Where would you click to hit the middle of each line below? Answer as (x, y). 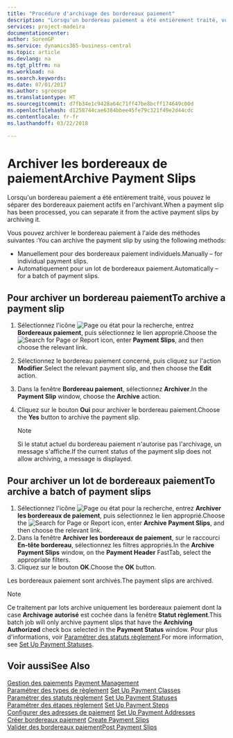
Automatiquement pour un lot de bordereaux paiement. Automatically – (118, 268)
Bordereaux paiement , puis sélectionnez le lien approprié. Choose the (117, 333)
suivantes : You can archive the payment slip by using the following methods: (116, 241)
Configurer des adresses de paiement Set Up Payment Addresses (101, 712)
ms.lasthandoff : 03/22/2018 (48, 123)
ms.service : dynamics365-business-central (69, 46)
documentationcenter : (38, 33)
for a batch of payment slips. (58, 276)
